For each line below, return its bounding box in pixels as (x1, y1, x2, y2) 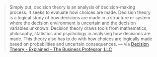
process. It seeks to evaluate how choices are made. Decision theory (9, 9, 151, 15)
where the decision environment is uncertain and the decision (9, 20, 136, 26)
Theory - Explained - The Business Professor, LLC (9, 47, 112, 52)
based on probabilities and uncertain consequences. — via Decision (9, 41, 149, 47)
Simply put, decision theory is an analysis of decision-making (9, 4, 135, 10)
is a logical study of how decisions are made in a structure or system (9, 15, 151, 20)
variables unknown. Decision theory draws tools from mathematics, (9, 25, 148, 31)
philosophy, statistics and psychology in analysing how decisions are (9, 31, 151, 36)
